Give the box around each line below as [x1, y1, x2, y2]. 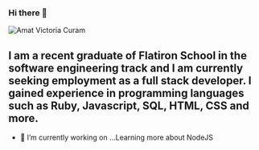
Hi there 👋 [8, 7, 48, 18]
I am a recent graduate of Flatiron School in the [8, 48, 248, 63]
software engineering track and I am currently [8, 61, 244, 75]
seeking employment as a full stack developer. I [8, 74, 252, 87]
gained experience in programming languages [8, 86, 245, 99]
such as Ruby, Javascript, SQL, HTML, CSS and [8, 99, 249, 112]
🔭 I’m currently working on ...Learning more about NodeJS [19, 132, 214, 143]
